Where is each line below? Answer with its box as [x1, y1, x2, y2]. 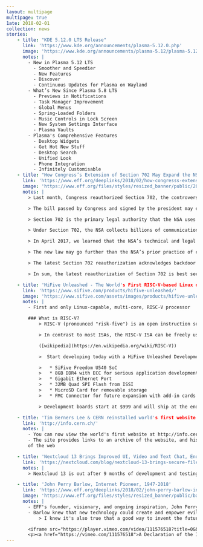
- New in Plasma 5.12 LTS [28, 59, 94, 65]
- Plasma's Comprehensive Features [28, 133, 118, 139]
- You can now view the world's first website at [28, 431, 155, 437]
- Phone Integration [33, 161, 85, 167]
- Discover [33, 76, 61, 82]
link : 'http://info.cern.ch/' [22, 420, 98, 427]
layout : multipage [6, 8, 53, 15]
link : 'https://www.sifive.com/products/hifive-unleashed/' [22, 287, 177, 293]
